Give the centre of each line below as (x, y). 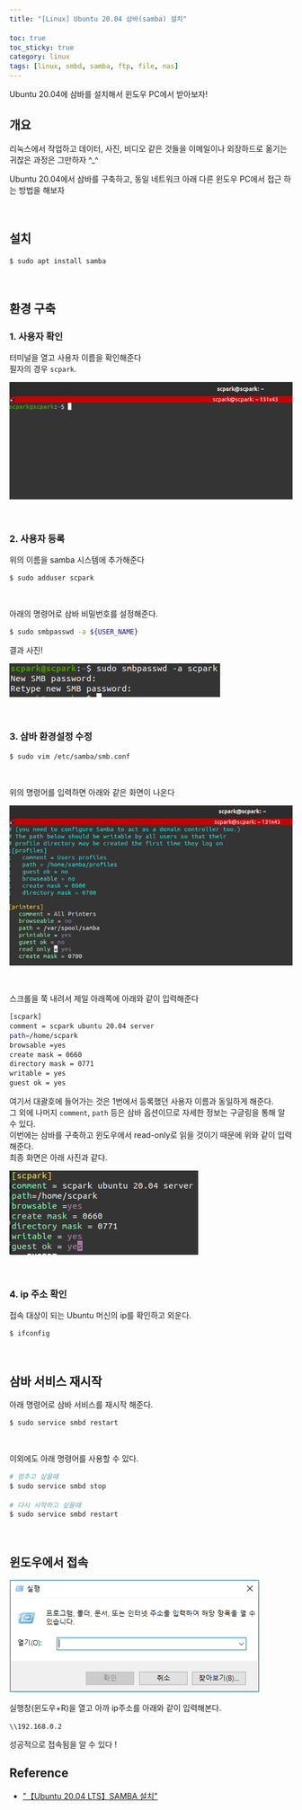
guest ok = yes (38, 1083)
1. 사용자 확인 (36, 336)
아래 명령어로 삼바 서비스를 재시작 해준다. (81, 1405)
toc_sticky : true (42, 48)
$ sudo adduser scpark (52, 578)
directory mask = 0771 (52, 1064)
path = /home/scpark (44, 1035)
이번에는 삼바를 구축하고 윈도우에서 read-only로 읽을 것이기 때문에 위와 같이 (142, 1135)
